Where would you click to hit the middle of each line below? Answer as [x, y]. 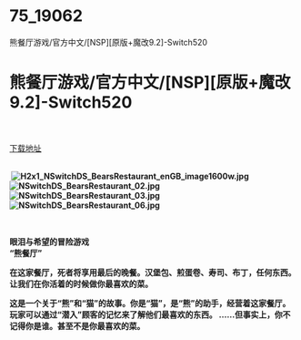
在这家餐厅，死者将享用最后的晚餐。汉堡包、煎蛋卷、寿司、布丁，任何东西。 [153, 272]
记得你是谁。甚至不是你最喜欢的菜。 [77, 325]
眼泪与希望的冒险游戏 [49, 242]
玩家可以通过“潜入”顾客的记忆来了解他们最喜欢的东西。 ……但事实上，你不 [150, 314]
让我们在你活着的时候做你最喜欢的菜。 [81, 283]
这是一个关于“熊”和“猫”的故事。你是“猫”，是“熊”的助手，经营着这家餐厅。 [150, 303]
